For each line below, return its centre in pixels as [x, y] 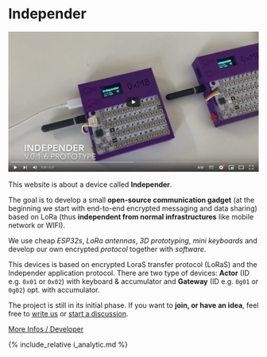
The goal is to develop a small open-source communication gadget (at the [132, 200]
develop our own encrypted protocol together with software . [107, 249]
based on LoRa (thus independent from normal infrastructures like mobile [131, 216]
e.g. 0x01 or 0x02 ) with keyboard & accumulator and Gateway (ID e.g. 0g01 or [133, 281]
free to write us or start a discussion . [68, 313]
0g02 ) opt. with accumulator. [54, 289]
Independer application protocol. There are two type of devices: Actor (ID [129, 273]
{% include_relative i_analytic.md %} [68, 344]
